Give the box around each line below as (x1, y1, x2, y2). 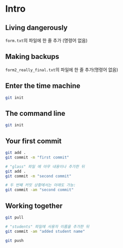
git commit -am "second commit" (5, 188, 74, 193)
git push (5, 238, 24, 243)
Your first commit (5, 137, 62, 145)
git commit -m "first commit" (5, 154, 70, 160)
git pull (5, 214, 24, 220)
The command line (5, 109, 66, 117)
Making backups (5, 52, 59, 61)
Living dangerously (5, 23, 68, 32)
